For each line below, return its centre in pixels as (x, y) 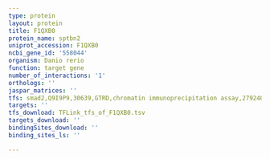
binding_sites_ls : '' (45, 135)
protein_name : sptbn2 (45, 38)
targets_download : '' (45, 120)
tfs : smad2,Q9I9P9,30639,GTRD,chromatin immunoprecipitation (113, 98)
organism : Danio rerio (46, 61)
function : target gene (46, 68)
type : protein (32, 16)
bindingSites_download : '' (53, 128)
